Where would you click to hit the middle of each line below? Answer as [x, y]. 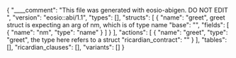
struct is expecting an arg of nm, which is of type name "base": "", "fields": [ [118, 25]
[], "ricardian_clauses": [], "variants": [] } [66, 47]
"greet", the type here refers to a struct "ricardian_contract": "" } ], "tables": [117, 40]
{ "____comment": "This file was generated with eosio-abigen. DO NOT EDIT [117, 10]
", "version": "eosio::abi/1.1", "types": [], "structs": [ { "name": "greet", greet [116, 17]
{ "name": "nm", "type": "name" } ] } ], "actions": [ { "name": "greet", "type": [117, 32]
